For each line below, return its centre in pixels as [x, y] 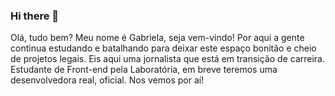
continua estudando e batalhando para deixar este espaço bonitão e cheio [163, 48]
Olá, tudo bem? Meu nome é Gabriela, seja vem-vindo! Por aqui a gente [157, 38]
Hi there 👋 [35, 16]
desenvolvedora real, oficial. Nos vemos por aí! [107, 80]
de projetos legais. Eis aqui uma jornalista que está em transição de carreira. [168, 59]
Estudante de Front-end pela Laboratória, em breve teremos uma [144, 70]
